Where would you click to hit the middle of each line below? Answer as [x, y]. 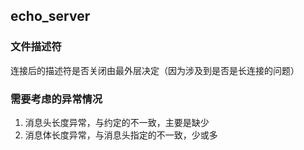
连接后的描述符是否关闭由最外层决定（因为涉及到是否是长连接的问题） [155, 70]
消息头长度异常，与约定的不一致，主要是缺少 [117, 122]
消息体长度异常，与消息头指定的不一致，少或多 [121, 135]
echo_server [50, 16]
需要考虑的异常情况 [56, 99]
